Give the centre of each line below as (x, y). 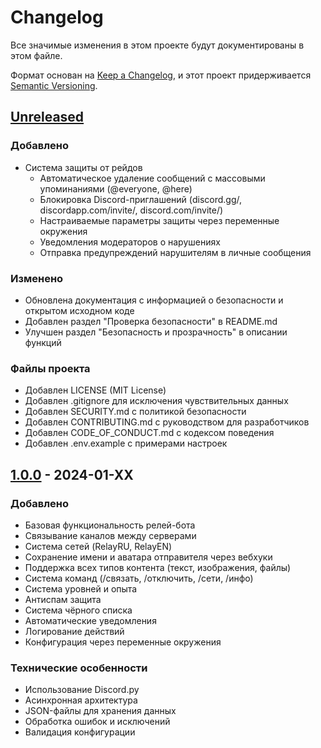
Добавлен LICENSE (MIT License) (95, 390)
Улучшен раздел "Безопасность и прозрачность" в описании (156, 332)
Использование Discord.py (82, 690)
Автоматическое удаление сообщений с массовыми (152, 178)
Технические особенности (79, 668)
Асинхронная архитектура (81, 700)
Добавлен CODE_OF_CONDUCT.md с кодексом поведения (149, 433)
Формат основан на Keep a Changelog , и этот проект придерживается (161, 75)
